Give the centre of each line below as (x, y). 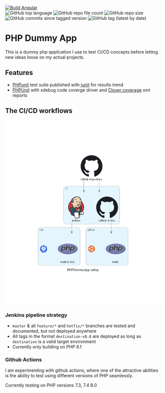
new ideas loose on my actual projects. (45, 57)
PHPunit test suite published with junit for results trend (68, 85)
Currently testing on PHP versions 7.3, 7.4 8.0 (51, 385)
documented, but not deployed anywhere (54, 331)
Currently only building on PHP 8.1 (47, 347)
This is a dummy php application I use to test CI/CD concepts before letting (82, 52)
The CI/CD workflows (39, 111)
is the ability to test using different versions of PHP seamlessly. (69, 376)
